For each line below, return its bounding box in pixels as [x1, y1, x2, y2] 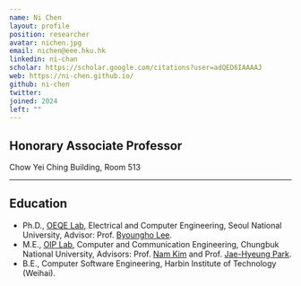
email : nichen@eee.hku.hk [9, 47, 106, 56]
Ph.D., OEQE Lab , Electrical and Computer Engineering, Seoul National [21, 220, 282, 230]
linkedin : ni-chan [9, 55, 78, 64]
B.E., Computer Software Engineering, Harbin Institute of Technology [21, 257, 277, 269]
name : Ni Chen [9, 13, 63, 22]
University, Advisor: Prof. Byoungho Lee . [21, 230, 173, 240]
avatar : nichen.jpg [9, 38, 82, 48]
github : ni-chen [9, 80, 70, 89]
